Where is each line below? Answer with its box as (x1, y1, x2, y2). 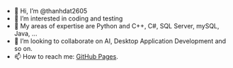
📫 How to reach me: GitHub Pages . (13, 52, 118, 60)
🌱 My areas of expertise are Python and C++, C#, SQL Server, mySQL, (13, 22, 220, 30)
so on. (13, 45, 33, 52)
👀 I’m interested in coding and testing (13, 14, 123, 23)
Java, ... (13, 29, 38, 38)
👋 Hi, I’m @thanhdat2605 (13, 7, 88, 15)
